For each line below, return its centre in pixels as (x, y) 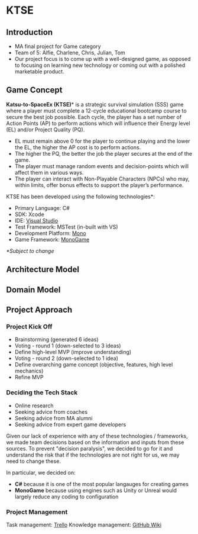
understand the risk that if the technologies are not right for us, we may (93, 455)
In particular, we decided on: (41, 472)
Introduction (30, 32)
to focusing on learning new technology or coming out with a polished (100, 65)
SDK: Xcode (29, 214)
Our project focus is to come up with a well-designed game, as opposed (103, 59)
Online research (34, 406)
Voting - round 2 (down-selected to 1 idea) (66, 358)
